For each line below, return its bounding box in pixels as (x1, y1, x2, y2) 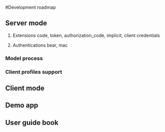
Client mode (5, 84, 45, 93)
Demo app (5, 101, 39, 110)
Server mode (5, 19, 47, 27)
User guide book (5, 118, 59, 127)
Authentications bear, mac (12, 42, 68, 48)
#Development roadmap (5, 5, 56, 10)
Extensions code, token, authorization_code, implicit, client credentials (12, 32, 160, 38)
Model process (5, 55, 43, 62)
